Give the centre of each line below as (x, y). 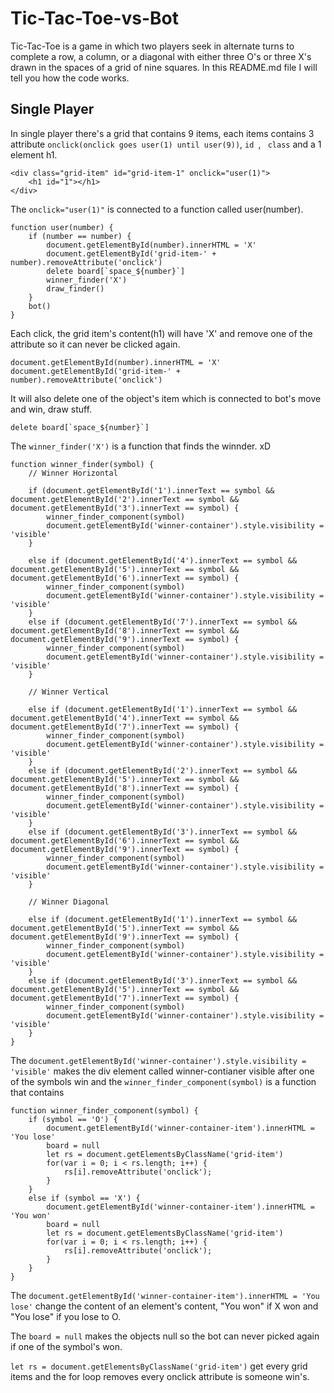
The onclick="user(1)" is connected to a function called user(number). (157, 209)
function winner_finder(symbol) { (82, 464)
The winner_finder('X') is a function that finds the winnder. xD (141, 446)
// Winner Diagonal (69, 902)
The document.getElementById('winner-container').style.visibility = (158, 1060)
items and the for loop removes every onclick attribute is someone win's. (160, 1376)
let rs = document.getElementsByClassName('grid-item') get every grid (159, 1366)
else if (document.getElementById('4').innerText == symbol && (163, 560)
